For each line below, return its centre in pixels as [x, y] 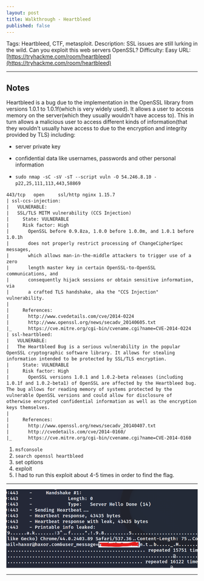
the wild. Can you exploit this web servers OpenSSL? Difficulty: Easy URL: [99, 50]
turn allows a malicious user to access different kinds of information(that [97, 122]
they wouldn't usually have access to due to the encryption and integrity [97, 128]
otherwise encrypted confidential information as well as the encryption [102, 402]
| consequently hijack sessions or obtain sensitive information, [100, 280]
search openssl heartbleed [49, 456]
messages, [19, 250]
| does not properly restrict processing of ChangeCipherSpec [95, 244]
